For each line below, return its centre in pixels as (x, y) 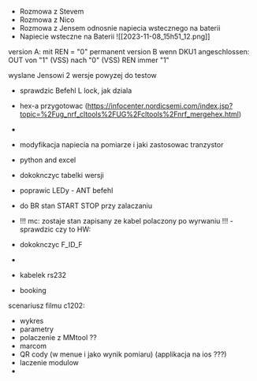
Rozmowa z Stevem (52, 11)
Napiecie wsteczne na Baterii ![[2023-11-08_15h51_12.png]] (115, 36)
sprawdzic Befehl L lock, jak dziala (76, 91)
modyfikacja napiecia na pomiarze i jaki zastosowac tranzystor (121, 144)
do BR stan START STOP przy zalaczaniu (86, 205)
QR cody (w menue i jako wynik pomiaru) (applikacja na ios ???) (123, 354)
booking (33, 290)
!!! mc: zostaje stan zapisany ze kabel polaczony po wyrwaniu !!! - (127, 221)
